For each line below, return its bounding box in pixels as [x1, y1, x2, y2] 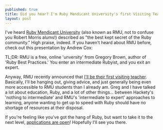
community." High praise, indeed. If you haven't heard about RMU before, [5, 40, 152, 46]
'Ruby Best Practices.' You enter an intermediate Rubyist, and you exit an [5, 59, 150, 65]
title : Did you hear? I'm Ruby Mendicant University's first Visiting [5, 12, 151, 16]
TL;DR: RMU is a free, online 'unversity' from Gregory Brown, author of [5, 54, 147, 60]
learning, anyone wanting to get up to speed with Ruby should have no [5, 100, 147, 106]
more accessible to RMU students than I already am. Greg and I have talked [5, 84, 156, 90]
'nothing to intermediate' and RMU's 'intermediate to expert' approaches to [5, 95, 155, 100]
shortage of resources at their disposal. [5, 105, 84, 111]
